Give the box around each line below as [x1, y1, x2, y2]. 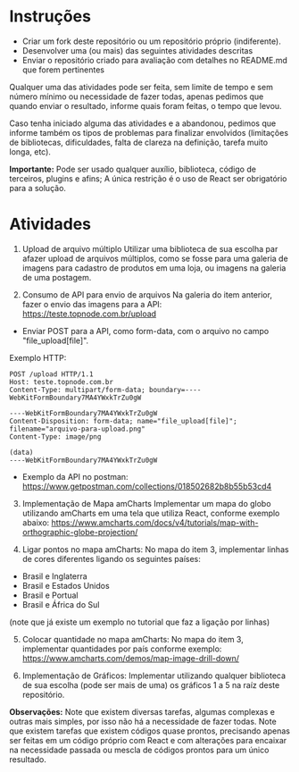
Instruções [9, 6, 92, 27]
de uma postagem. [21, 272, 92, 282]
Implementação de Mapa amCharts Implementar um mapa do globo [21, 498, 271, 508]
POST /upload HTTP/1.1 [9, 369, 94, 379]
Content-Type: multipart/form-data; [9, 385, 145, 394]
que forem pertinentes [21, 64, 105, 75]
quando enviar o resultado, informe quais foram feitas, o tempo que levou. [9, 100, 283, 111]
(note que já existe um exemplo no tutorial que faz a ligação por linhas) [9, 617, 270, 627]
